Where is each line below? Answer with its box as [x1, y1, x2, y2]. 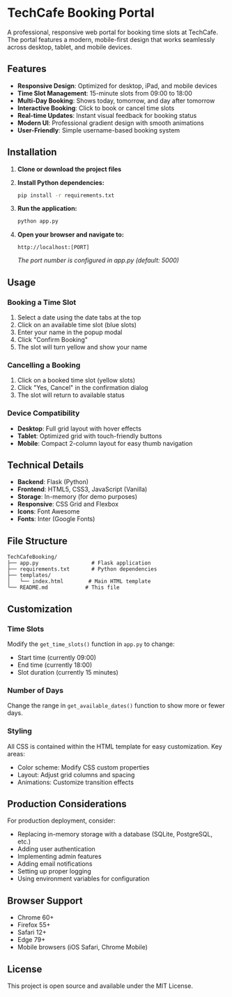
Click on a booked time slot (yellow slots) [17, 376, 136, 384]
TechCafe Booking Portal [7, 5, 155, 21]
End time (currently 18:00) [17, 661, 93, 669]
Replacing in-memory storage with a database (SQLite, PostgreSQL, [17, 830, 212, 839]
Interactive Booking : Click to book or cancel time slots [17, 103, 175, 112]
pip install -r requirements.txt [17, 192, 115, 199]
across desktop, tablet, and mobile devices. [7, 43, 132, 51]
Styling [7, 726, 33, 736]
